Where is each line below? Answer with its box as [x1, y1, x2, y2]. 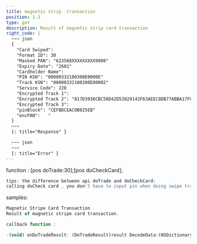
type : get [6, 19, 30, 25]
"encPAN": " [16, 112, 51, 118]
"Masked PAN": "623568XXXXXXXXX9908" [16, 58, 109, 63]
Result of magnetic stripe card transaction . [6, 211, 119, 217]
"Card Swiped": [16, 47, 54, 53]
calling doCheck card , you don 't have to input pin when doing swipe [6, 183, 182, 189]
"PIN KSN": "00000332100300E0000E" [16, 74, 104, 80]
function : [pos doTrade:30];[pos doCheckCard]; [6, 166, 123, 173]
